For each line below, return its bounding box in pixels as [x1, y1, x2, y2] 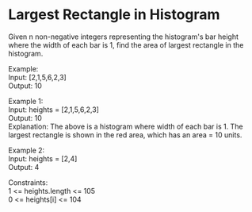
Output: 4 [8, 162, 40, 172]
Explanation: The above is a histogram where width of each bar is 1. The [8, 121, 243, 131]
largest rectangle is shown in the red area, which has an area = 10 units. [8, 129, 242, 140]
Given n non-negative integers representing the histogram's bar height [8, 32, 239, 41]
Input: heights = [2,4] [8, 153, 78, 164]
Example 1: [8, 96, 44, 106]
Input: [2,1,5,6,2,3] [8, 72, 67, 82]
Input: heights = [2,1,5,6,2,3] [8, 105, 99, 114]
